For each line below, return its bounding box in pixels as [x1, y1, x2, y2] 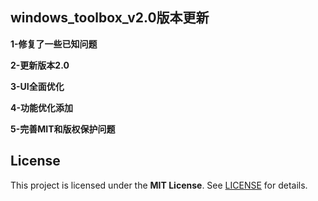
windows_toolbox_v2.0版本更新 [10, 9, 210, 27]
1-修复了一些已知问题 [10, 38, 98, 50]
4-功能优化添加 [10, 101, 74, 113]
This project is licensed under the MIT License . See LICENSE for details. [10, 179, 308, 191]
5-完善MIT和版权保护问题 [10, 123, 116, 135]
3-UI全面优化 [10, 80, 65, 92]
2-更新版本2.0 [10, 59, 70, 71]
